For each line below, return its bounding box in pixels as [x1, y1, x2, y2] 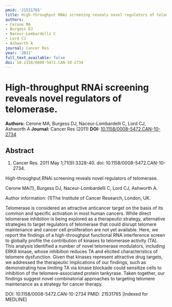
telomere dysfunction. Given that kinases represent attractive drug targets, [5, 254, 163, 260]
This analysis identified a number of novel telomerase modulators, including [5, 243, 165, 249]
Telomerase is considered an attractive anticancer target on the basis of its [5, 205, 163, 211]
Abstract [5, 146, 34, 155]
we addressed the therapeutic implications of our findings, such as [5, 259, 146, 265]
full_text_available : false [5, 55, 66, 60]
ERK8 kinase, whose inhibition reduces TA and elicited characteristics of [5, 249, 158, 254]
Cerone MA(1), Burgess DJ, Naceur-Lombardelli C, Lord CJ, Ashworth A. [5, 185, 158, 191]
